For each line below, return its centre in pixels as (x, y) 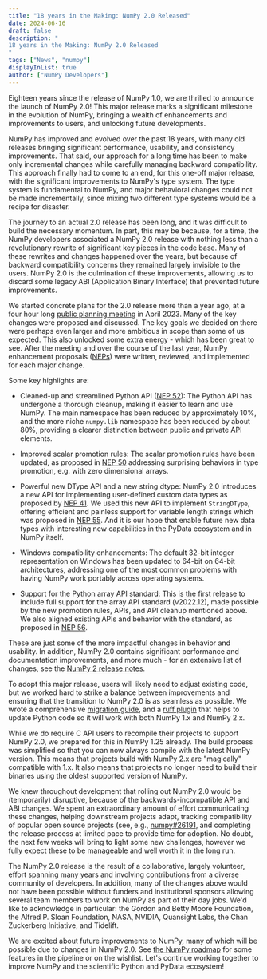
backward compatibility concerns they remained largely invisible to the (124, 264)
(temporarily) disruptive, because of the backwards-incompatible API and (129, 799)
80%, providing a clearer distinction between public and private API (131, 430)
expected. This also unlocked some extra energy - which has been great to (132, 339)
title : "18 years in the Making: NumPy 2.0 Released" (100, 16)
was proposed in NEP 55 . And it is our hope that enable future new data (137, 520)
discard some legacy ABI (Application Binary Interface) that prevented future (134, 281)
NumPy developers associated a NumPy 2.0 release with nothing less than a (133, 239)
